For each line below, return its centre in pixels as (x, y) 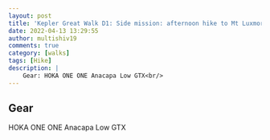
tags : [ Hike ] (30, 61)
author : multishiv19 (43, 38)
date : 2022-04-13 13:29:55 (53, 31)
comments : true (34, 46)
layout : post (30, 16)
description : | (34, 68)
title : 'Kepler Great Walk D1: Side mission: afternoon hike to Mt (124, 23)
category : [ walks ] (39, 53)
